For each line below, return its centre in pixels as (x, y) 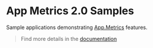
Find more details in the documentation (69, 39)
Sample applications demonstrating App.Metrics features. (77, 27)
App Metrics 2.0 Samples (70, 11)
